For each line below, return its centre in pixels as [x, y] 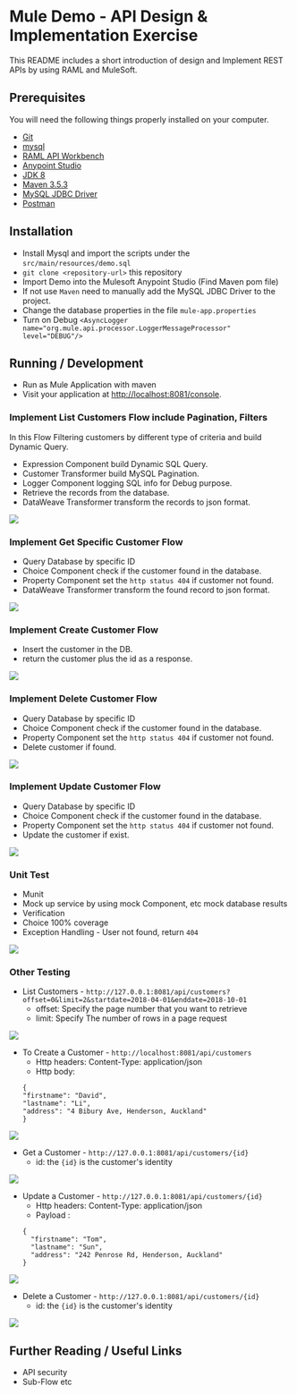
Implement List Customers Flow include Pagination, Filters [139, 418]
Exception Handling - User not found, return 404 [110, 932]
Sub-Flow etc [47, 1382]
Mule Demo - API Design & [109, 17]
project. [36, 301]
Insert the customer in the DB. [77, 650]
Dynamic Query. [39, 446]
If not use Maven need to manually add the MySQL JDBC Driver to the [148, 291]
